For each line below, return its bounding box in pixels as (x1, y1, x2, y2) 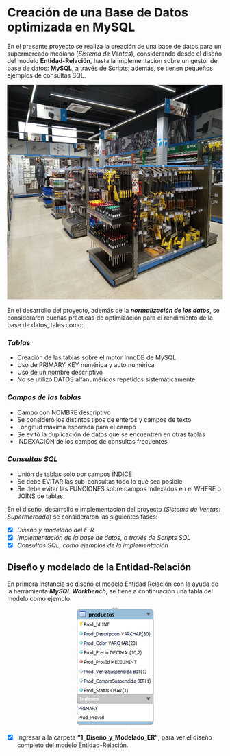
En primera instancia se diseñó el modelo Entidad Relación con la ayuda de (7, 580, 219, 588)
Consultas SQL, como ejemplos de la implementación (16, 541, 169, 550)
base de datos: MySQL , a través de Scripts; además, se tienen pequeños (7, 64, 214, 72)
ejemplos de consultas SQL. (7, 71, 86, 80)
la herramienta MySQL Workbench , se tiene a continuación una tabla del (7, 587, 214, 595)
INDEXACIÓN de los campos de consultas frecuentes (16, 437, 168, 445)
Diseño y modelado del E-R (16, 525, 94, 534)
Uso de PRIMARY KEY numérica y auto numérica (16, 361, 155, 369)
